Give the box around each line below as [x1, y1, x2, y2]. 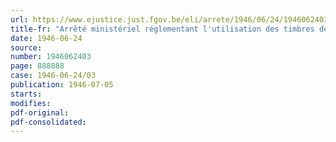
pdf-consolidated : [10, 117, 87, 127]
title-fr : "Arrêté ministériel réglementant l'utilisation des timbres [10, 24, 315, 34]
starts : [10, 89, 43, 99]
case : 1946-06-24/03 [10, 71, 97, 81]
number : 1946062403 [10, 52, 92, 62]
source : [10, 42, 43, 53]
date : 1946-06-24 [10, 33, 83, 43]
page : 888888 [10, 61, 65, 71]
